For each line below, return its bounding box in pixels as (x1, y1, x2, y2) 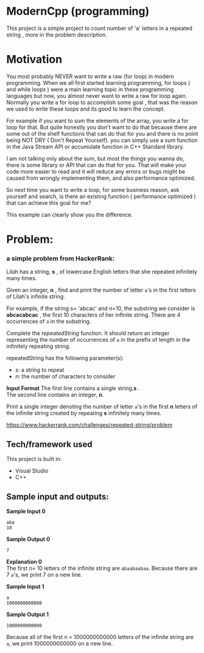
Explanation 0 (6, 558, 43, 565)
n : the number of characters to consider (15, 373, 116, 380)
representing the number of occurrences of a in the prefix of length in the (6, 336, 191, 344)
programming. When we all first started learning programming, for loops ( (6, 79, 191, 86)
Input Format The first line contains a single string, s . (6, 385, 140, 392)
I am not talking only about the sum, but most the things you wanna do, (6, 155, 185, 162)
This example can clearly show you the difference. (6, 211, 133, 218)
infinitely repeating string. (6, 342, 71, 350)
